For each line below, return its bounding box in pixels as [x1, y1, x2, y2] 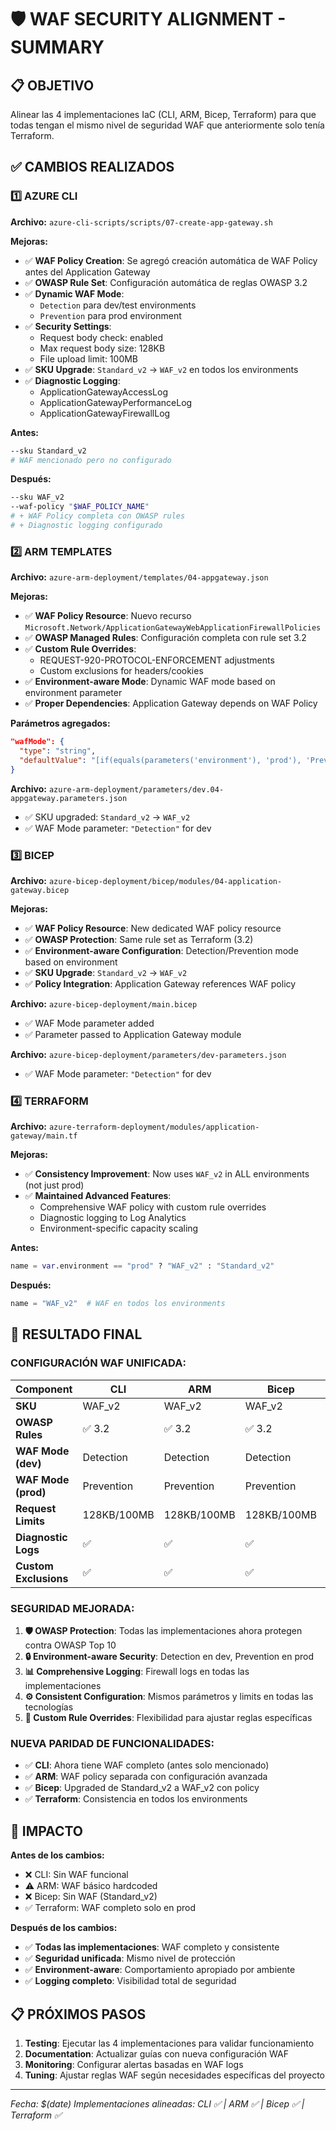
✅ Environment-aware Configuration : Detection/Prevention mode [24, 945, 299, 957]
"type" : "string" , [19, 746, 97, 756]
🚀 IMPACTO [10, 1822, 83, 1840]
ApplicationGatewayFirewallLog [39, 407, 171, 419]
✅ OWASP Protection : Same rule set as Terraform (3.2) [24, 934, 254, 946]
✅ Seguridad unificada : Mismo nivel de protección [24, 1952, 236, 1965]
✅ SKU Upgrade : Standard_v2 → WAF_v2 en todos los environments [24, 363, 299, 375]
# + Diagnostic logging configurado [10, 521, 163, 531]
